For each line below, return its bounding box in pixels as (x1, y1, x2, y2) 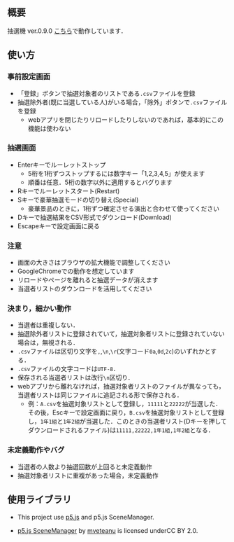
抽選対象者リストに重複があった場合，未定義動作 (17, 471, 159, 480)
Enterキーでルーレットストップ (17, 160, 106, 169)
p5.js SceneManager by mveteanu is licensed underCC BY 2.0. (17, 526, 198, 534)
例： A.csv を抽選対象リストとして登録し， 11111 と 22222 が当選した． (27, 400, 222, 408)
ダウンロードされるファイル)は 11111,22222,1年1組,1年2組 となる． (27, 426, 214, 434)
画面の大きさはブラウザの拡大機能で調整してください (17, 258, 170, 267)
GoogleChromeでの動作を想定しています (17, 267, 135, 275)
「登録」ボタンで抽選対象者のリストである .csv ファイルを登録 (17, 89, 196, 97)
